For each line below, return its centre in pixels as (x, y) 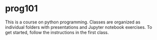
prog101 (22, 9)
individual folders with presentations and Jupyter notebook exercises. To (78, 27)
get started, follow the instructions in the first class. (57, 32)
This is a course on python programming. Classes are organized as (73, 22)
